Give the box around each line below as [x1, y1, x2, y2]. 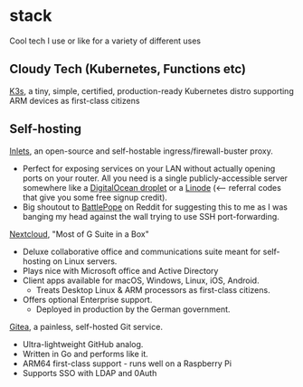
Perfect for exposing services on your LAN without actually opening [22, 163, 276, 174]
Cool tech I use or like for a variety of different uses [9, 35, 202, 46]
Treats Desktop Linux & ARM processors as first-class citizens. [35, 284, 270, 295]
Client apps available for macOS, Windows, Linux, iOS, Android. [22, 275, 260, 286]
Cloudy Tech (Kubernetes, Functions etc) [9, 61, 247, 77]
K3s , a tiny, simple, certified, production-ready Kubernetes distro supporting [9, 85, 294, 96]
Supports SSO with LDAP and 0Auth [22, 367, 157, 378]
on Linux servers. [52, 255, 118, 267]
